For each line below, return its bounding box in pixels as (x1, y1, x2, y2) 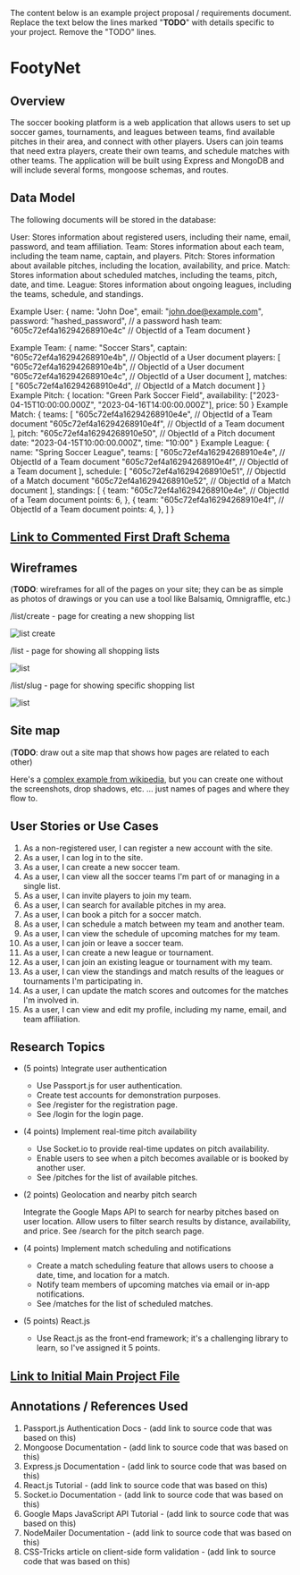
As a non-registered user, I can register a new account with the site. (22, 843, 273, 853)
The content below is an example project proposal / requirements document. (10, 8, 292, 18)
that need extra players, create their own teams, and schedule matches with (10, 146, 290, 156)
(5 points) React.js (22, 1316, 91, 1326)
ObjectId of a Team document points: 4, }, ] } (10, 504, 175, 514)
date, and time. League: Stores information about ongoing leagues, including (10, 279, 292, 290)
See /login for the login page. (36, 1109, 144, 1120)
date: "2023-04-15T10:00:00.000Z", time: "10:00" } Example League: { (10, 437, 271, 448)
